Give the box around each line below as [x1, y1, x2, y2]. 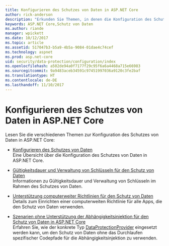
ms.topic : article [5, 40, 44, 45]
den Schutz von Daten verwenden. [12, 204, 84, 210]
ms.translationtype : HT [5, 73, 55, 78]
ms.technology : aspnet [5, 49, 53, 54]
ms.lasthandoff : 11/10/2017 [5, 82, 64, 87]
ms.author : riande [5, 26, 44, 31]
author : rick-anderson [5, 12, 53, 17]
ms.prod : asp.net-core [5, 54, 53, 59]
